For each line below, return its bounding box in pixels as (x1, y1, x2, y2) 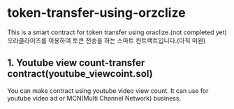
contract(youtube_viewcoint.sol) (7, 68, 153, 80)
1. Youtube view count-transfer (7, 57, 145, 69)
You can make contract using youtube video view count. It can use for (7, 86, 209, 95)
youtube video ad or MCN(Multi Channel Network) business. (7, 94, 182, 102)
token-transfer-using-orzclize (7, 5, 187, 21)
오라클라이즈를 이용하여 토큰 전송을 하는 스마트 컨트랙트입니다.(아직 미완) (7, 36, 206, 45)
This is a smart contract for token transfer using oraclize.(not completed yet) (7, 28, 227, 36)
